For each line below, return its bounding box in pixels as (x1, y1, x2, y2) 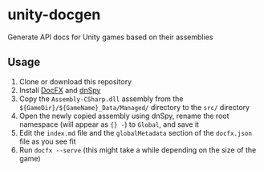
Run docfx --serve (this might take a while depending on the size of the (18, 145, 257, 154)
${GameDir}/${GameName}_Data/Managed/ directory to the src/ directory (18, 102, 250, 112)
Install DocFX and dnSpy (18, 85, 101, 95)
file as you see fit (18, 136, 77, 146)
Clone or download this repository (18, 76, 132, 86)
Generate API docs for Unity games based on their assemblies (7, 32, 213, 42)
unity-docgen (7, 6, 101, 24)
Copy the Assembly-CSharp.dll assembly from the (18, 94, 184, 104)
